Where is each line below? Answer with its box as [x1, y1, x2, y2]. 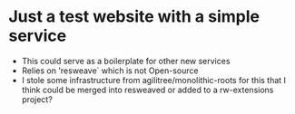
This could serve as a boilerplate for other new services [21, 55, 231, 66]
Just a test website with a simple [8, 6, 261, 27]
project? [21, 93, 54, 105]
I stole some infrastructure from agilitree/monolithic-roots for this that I [21, 74, 287, 85]
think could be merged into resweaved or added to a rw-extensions [21, 84, 274, 95]
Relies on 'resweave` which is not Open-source [21, 65, 199, 76]
